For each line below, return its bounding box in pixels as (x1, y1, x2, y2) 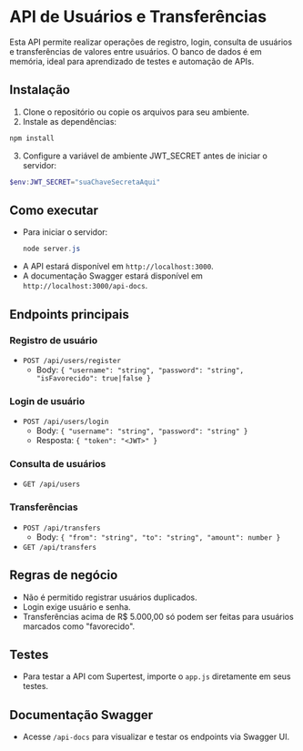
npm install (9, 134, 55, 143)
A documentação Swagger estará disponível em (22, 270, 203, 281)
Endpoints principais (9, 307, 129, 322)
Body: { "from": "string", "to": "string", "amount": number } (35, 531, 281, 543)
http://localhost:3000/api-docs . (22, 280, 148, 291)
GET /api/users (22, 480, 81, 489)
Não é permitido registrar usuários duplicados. (22, 592, 197, 603)
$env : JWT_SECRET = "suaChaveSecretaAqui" (9, 178, 161, 187)
